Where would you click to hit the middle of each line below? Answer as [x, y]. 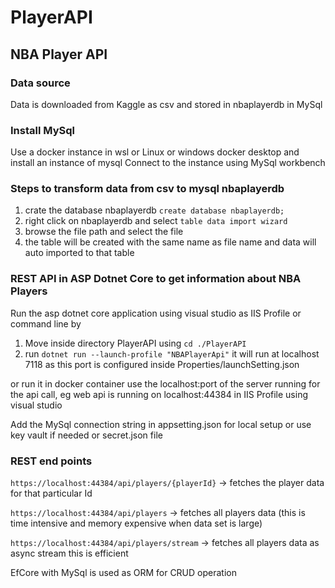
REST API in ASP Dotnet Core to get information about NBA [156, 279]
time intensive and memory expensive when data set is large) [136, 523]
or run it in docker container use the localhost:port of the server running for [165, 383]
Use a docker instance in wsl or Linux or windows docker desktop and [155, 152]
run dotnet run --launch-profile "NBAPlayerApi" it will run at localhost [172, 353]
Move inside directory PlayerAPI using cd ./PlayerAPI [135, 343]
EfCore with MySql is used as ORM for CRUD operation [123, 573]
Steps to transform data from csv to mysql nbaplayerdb [147, 189]
